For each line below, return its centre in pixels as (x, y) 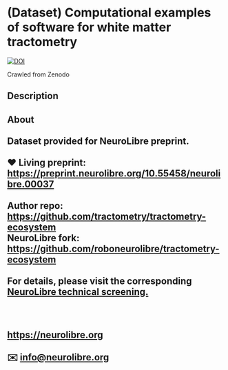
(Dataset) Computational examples (109, 13)
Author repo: (35, 206)
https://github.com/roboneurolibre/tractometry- (113, 248)
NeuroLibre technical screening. (78, 292)
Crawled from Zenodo (39, 74)
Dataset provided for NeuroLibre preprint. (98, 141)
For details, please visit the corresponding (100, 281)
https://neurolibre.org (55, 335)
